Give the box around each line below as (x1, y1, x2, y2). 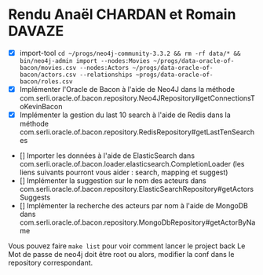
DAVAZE (8, 22, 64, 40)
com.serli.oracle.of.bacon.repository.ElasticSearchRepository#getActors (19, 185, 254, 194)
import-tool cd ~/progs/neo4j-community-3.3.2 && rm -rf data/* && (19, 48, 241, 57)
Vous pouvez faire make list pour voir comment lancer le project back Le (8, 241, 246, 251)
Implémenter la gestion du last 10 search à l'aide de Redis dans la (19, 110, 232, 119)
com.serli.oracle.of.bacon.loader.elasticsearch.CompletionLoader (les (19, 159, 245, 169)
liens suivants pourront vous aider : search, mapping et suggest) (19, 167, 228, 178)
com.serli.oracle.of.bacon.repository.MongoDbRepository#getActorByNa (19, 218, 256, 227)
